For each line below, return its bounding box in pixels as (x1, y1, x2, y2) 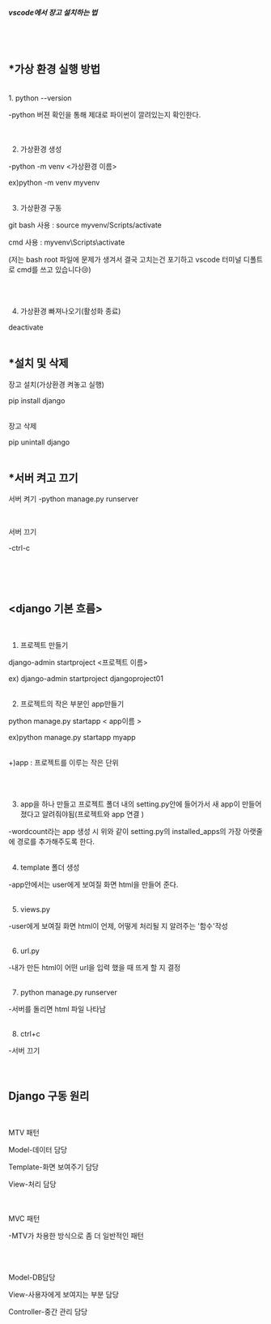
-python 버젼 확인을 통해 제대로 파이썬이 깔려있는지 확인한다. (8, 109, 201, 119)
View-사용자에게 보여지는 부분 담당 (8, 1290, 120, 1300)
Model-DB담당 (8, 1272, 56, 1283)
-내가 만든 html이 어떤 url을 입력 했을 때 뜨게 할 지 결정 (8, 963, 181, 973)
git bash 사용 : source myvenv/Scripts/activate (8, 219, 162, 230)
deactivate (8, 322, 44, 332)
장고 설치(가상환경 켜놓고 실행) (8, 379, 105, 389)
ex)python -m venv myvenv (8, 177, 100, 187)
